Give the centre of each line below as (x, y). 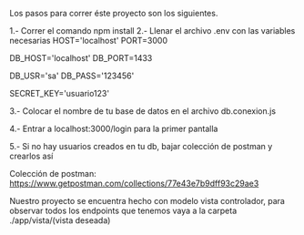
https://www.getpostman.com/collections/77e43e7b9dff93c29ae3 (134, 183)
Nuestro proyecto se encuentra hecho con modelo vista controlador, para (147, 201)
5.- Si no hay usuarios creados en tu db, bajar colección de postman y (141, 146)
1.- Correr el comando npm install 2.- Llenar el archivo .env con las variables (152, 31)
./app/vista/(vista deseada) (60, 220)
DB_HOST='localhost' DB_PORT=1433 (81, 58)
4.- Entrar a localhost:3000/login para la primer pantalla (114, 128)
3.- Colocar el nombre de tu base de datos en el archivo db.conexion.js (142, 111)
